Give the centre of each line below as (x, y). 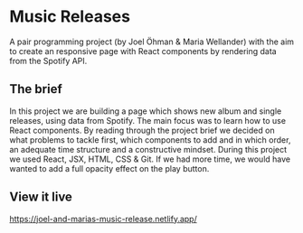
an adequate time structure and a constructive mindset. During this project (148, 149)
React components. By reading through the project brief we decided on (142, 130)
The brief (36, 89)
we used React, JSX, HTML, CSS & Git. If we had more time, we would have (150, 159)
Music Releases (70, 17)
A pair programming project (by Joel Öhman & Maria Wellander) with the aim (152, 42)
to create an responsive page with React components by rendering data (143, 51)
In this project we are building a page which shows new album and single (146, 111)
